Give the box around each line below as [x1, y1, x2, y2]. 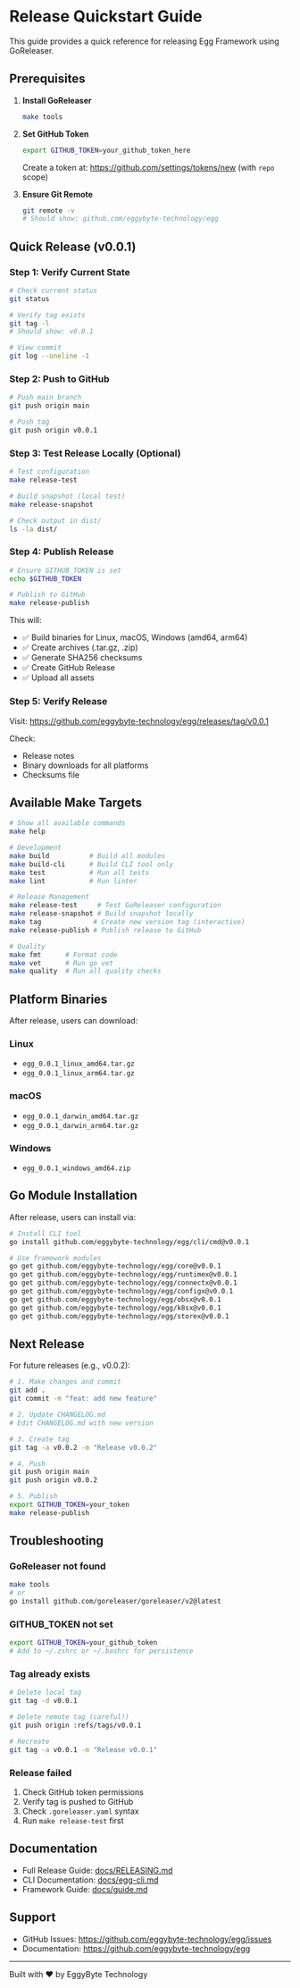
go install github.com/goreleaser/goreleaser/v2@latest [9, 1597, 221, 1606]
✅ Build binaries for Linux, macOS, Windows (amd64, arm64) [21, 632, 248, 643]
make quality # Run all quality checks [9, 967, 162, 976]
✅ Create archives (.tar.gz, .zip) [21, 642, 138, 653]
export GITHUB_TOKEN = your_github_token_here [21, 146, 191, 155]
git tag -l [9, 319, 50, 328]
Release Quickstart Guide [9, 6, 203, 27]
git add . [9, 1386, 46, 1395]
